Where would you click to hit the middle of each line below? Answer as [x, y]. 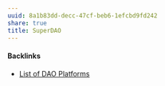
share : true [27, 23]
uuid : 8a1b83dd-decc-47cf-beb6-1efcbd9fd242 [82, 16]
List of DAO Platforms [54, 73]
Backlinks [24, 56]
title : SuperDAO [34, 30]
